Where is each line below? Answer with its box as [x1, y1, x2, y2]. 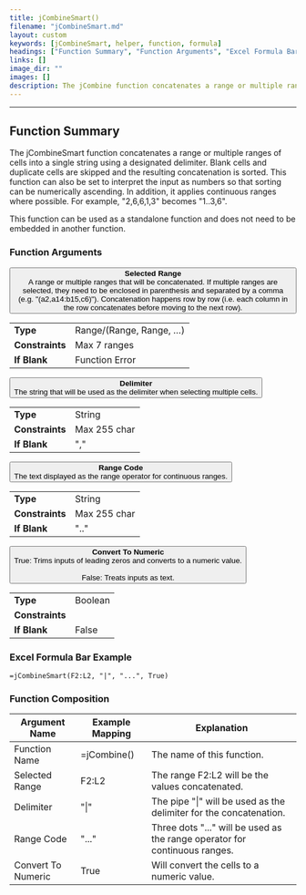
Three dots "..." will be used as [151, 821, 282, 834]
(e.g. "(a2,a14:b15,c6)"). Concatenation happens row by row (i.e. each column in [17, 293, 289, 303]
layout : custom [9, 30, 67, 39]
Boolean [75, 593, 111, 606]
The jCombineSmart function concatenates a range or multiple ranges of [9, 148, 282, 159]
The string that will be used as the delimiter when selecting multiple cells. [14, 386, 259, 396]
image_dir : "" [9, 65, 64, 74]
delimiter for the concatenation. [151, 807, 286, 819]
